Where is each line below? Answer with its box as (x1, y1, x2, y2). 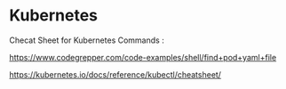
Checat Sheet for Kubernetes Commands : (9, 35, 164, 45)
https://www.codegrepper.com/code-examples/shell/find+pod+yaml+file (9, 52, 277, 62)
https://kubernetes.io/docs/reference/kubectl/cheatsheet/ (9, 69, 222, 80)
